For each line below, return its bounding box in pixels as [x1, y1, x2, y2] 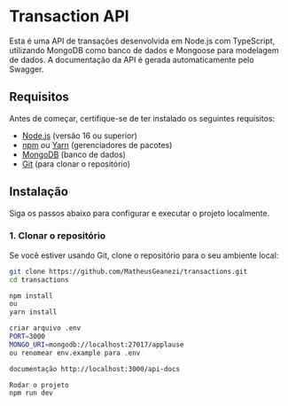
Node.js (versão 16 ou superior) [21, 130, 137, 141]
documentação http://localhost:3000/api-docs [9, 364, 180, 373]
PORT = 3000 [9, 332, 46, 341]
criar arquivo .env [9, 324, 82, 333]
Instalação [9, 184, 69, 199]
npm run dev [9, 388, 53, 398]
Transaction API [9, 6, 130, 27]
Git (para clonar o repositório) [21, 158, 131, 169]
